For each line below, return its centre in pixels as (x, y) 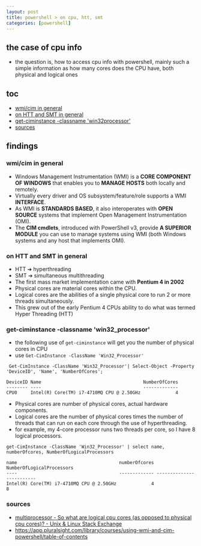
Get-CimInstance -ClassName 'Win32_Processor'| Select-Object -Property (102, 367)
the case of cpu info (44, 47)
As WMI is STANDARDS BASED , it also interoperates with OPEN (94, 208)
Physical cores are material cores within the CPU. (76, 288)
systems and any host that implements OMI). (70, 240)
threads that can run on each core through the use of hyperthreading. (101, 423)
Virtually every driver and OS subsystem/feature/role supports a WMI (100, 196)
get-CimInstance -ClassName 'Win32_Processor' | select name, (85, 447)
